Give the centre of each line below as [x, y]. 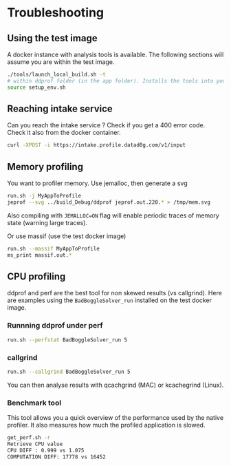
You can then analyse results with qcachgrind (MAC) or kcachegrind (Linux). [115, 385]
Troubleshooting [56, 13]
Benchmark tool [34, 403]
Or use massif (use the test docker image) [67, 236]
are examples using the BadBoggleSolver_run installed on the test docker [109, 300]
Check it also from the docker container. [64, 133]
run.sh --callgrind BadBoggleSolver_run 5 [69, 372]
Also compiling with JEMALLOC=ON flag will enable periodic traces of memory [113, 215]
